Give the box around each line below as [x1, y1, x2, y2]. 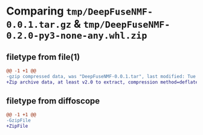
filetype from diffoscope [6, 96, 100, 107]
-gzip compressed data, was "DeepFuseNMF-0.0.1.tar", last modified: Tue [6, 73, 196, 79]
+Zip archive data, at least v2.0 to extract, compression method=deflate [6, 79, 199, 85]
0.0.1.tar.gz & [6, 17, 82, 31]
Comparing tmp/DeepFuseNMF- [6, 4, 153, 18]
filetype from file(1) [6, 51, 80, 62]
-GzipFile [6, 117, 31, 123]
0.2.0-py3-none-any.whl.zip [6, 30, 147, 42]
